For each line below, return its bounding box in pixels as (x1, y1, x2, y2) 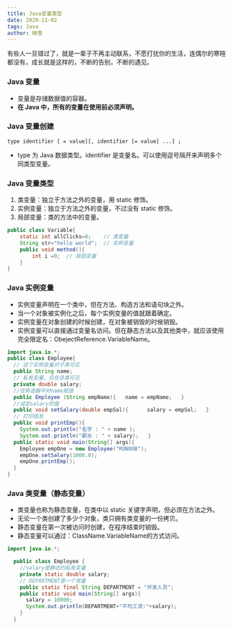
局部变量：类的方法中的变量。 (17, 213, 103, 222)
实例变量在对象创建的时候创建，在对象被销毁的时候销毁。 (17, 317, 182, 326)
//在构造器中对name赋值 (13, 387, 74, 394)
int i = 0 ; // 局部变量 (32, 252, 97, 260)
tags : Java (7, 23, 39, 30)
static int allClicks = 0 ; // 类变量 (19, 233, 129, 240)
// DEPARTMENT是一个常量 (19, 577, 87, 584)
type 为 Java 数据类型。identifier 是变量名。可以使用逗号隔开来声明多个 (17, 150, 222, 159)
